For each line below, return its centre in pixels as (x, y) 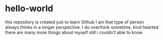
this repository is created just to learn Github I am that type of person (74, 22)
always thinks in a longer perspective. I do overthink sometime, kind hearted (82, 27)
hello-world (29, 9)
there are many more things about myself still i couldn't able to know (74, 32)
